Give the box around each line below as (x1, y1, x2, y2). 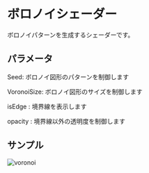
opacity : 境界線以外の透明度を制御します (7, 117, 125, 125)
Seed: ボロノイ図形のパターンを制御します (7, 72, 130, 81)
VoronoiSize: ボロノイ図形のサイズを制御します (7, 88, 143, 96)
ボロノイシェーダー (7, 6, 118, 22)
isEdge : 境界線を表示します (7, 102, 87, 110)
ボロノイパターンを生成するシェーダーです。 (7, 31, 134, 39)
